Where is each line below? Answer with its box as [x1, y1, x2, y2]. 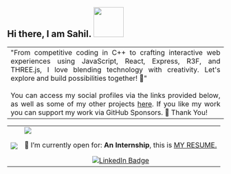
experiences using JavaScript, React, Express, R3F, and [10, 56, 221, 66]
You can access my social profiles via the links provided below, [10, 90, 221, 100]
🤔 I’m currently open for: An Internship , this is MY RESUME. [24, 140, 217, 149]
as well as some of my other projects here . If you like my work [10, 99, 221, 108]
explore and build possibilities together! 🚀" [10, 73, 148, 83]
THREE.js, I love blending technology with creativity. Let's [10, 64, 221, 74]
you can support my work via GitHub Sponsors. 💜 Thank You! [10, 108, 208, 117]
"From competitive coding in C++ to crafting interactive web [10, 47, 221, 57]
